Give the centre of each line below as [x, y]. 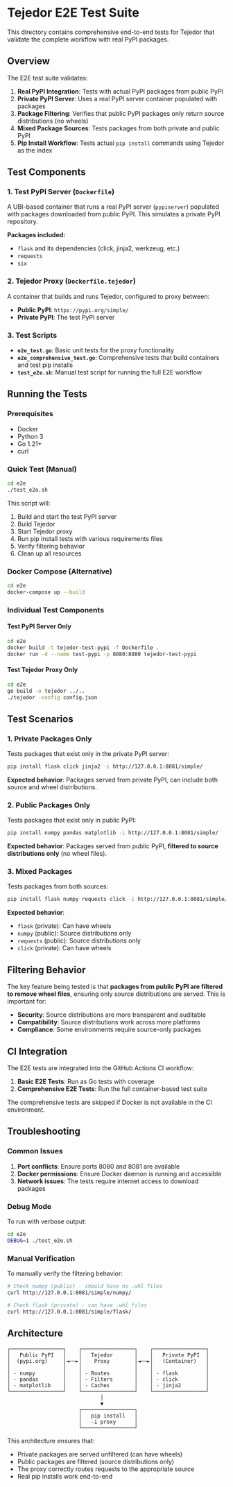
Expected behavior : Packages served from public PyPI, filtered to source [113, 846]
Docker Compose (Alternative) [60, 571]
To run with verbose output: [47, 1221]
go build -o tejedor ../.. [46, 691]
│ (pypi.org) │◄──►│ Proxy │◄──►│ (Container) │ [108, 1361]
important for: [27, 1002]
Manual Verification [41, 1258]
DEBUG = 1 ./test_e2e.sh [40, 1240]
